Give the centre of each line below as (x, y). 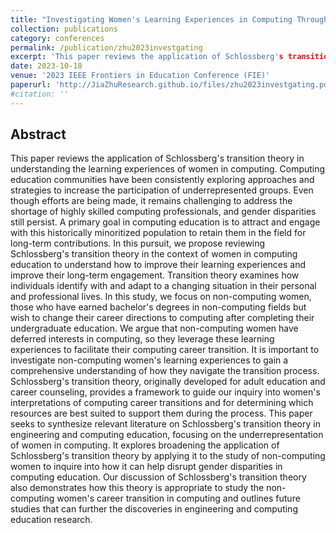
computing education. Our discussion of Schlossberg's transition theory (158, 477)
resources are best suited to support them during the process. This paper (161, 413)
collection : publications (64, 29)
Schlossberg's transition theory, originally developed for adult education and (168, 382)
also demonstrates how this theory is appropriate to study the (137, 488)
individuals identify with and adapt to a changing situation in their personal (163, 286)
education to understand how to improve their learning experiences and (158, 265)
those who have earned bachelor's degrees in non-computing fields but (158, 307)
